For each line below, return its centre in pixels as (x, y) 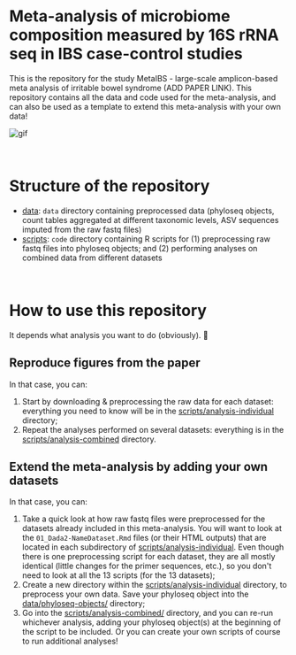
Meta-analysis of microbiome (120, 16)
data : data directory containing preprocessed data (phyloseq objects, (148, 211)
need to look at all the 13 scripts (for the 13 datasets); (118, 575)
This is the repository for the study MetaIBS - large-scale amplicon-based (144, 78)
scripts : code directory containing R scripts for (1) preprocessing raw (146, 239)
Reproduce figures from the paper (105, 363)
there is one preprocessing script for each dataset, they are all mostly (148, 557)
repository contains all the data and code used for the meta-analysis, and (143, 97)
